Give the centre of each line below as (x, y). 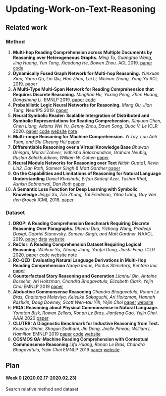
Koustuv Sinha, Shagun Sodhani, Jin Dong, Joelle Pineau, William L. (83, 329)
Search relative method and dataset (42, 389)
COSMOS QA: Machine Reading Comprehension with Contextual (81, 339)
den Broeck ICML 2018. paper (43, 200)
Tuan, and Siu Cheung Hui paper (46, 142)
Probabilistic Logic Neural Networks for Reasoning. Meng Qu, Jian (82, 105)
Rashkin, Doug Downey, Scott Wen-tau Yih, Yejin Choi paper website (83, 302)
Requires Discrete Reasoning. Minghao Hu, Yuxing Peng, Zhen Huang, (86, 94)
